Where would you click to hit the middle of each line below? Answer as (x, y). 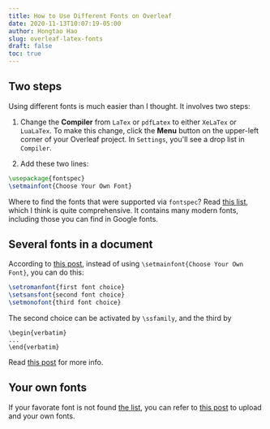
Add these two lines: (54, 163)
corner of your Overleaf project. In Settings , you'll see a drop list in (132, 139)
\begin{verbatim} (38, 333)
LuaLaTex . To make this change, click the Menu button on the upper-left (139, 130)
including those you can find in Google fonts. (83, 219)
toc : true (25, 54)
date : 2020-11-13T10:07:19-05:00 (65, 24)
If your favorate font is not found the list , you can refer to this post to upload (135, 407)
